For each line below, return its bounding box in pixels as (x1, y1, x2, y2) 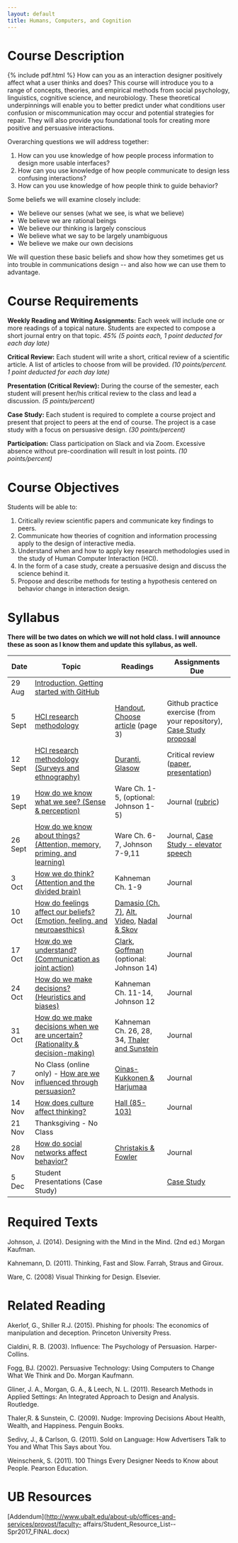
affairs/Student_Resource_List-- (82, 1520, 176, 1529)
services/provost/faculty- (7, 1520, 81, 1529)
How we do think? (34, 869, 94, 879)
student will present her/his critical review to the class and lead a (7, 389, 197, 398)
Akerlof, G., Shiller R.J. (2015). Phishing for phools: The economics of (7, 1321, 209, 1330)
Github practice (166, 699, 218, 709)
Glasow (114, 763, 140, 773)
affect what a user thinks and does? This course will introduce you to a (7, 79, 214, 87)
